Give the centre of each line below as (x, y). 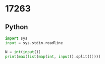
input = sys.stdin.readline (34, 43)
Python (17, 27)
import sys (16, 38)
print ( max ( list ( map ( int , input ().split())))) (53, 57)
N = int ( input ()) (23, 52)
